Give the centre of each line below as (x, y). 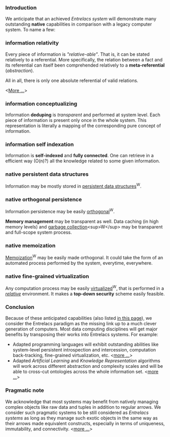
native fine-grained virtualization (47, 276)
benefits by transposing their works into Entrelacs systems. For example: (82, 335)
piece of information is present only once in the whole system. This (76, 120)
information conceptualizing (41, 103)
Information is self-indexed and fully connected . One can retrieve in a (80, 156)
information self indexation (40, 144)
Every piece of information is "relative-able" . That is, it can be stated (77, 54)
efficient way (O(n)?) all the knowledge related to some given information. (83, 161)
